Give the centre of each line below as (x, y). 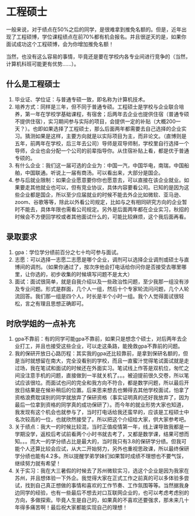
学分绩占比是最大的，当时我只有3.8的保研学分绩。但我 (116, 442)
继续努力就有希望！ (38, 463)
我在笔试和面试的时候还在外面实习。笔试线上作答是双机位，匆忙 (107, 368)
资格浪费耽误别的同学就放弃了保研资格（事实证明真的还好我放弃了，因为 (102, 398)
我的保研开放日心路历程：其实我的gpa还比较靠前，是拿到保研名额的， (99, 354)
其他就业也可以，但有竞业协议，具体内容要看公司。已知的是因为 (107, 187)
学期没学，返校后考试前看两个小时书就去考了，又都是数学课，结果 (94, 434)
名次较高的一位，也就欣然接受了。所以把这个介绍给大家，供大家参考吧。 (102, 419)
